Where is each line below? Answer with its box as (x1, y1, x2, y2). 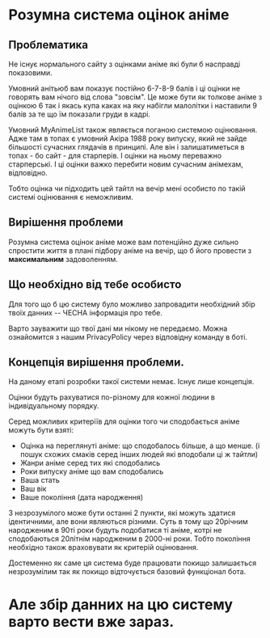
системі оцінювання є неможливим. (8, 192, 133, 201)
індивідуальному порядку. (8, 401, 99, 411)
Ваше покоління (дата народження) (19, 492, 144, 502)
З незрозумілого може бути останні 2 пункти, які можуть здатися (8, 508, 236, 518)
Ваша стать (19, 475, 61, 485)
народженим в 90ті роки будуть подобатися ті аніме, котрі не (8, 526, 222, 535)
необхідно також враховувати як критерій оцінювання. (8, 543, 199, 552)
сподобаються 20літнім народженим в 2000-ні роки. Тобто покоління (8, 534, 251, 543)
